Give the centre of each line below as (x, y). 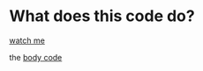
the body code (36, 57)
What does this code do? (102, 16)
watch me (27, 40)
